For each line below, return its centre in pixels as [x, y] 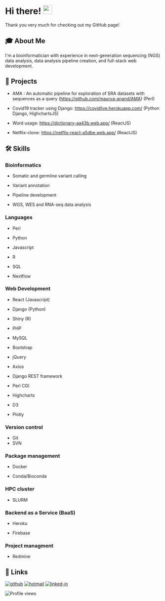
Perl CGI [21, 386]
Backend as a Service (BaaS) [40, 513]
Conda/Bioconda [29, 476]
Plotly [18, 414]
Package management [33, 456]
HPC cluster [20, 489]
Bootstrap [22, 347]
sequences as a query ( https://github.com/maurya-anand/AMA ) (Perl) [83, 98]
